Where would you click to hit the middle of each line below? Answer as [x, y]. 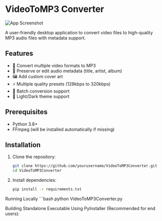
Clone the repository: [34, 157]
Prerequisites [26, 112]
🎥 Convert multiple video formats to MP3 [54, 65]
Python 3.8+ [25, 124]
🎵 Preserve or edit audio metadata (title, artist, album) [67, 71]
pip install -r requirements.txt [47, 189]
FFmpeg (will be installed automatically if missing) [63, 129]
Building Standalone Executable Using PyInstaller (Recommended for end [80, 208]
